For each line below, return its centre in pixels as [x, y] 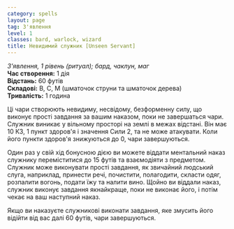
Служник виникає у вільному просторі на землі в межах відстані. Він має [117, 124]
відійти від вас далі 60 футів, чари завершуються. [82, 218]
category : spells [32, 14]
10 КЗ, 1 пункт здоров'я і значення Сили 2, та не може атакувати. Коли [112, 131]
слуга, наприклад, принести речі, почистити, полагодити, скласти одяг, [114, 175]
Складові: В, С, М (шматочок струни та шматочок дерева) [95, 88]
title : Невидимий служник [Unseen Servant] [72, 46]
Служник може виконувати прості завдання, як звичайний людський [110, 167]
